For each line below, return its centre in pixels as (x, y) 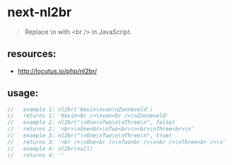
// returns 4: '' (36, 155)
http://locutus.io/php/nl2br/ (57, 71)
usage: (23, 93)
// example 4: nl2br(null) (50, 149)
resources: (32, 54)
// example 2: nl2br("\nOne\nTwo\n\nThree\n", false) (91, 123)
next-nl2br (40, 12)
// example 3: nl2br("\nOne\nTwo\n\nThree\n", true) (90, 136)
